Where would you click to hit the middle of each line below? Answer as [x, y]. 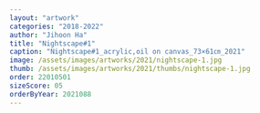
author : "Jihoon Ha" [49, 35]
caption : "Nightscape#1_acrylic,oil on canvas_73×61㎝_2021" [127, 52]
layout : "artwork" [44, 18]
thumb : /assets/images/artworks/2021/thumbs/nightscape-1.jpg [130, 69]
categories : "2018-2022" [57, 26]
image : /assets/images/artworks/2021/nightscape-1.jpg [116, 60]
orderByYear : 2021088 [51, 94]
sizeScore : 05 [36, 86]
